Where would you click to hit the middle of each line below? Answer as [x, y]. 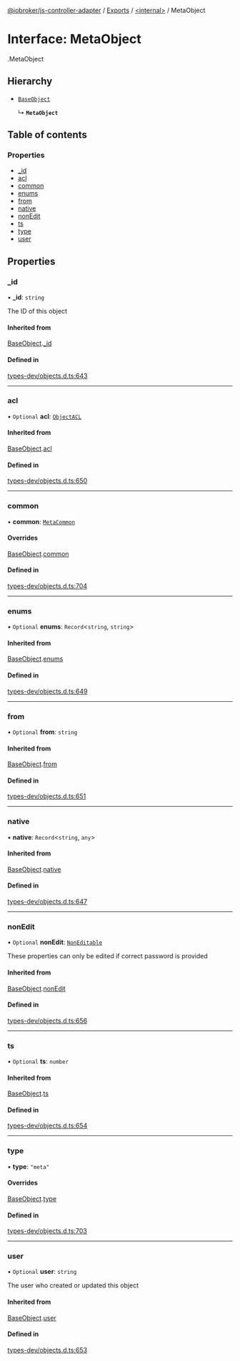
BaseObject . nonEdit [36, 988]
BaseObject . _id [30, 343]
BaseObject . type [32, 1198]
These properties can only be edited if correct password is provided [108, 956]
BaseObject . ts [28, 1094]
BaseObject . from [32, 764]
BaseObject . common [38, 553]
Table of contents [47, 135]
